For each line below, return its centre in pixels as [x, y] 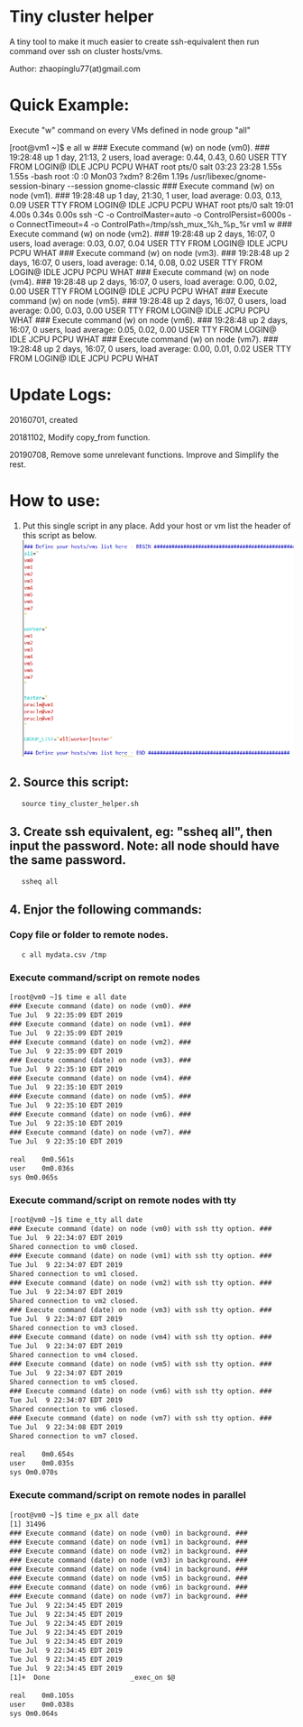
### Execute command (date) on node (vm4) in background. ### [129, 1569]
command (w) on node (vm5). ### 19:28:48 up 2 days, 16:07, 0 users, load [148, 300]
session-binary [37, 186]
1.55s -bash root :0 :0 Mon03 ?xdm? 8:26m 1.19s [99, 176]
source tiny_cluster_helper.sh [80, 804]
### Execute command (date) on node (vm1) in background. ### [129, 1542]
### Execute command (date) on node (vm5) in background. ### [129, 1578]
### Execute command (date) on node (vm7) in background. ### [129, 1596]
